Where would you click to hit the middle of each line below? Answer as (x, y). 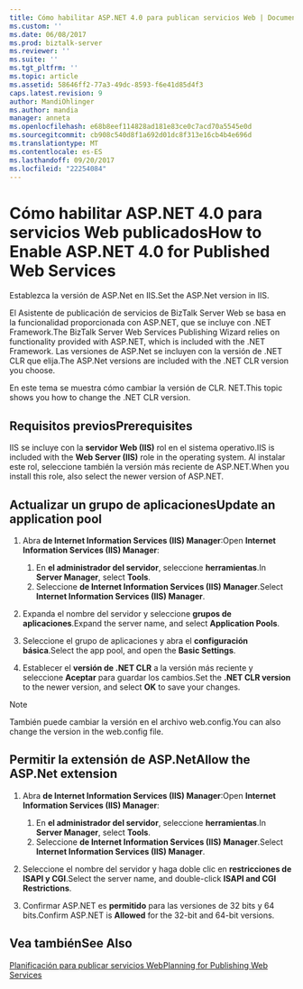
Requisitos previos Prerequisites (101, 426)
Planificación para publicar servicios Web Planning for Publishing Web (139, 965)
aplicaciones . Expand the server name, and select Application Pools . (151, 623)
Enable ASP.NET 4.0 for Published (140, 251)
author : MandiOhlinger (52, 101)
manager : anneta (40, 118)
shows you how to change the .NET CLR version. (100, 398)
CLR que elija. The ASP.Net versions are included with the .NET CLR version (149, 361)
